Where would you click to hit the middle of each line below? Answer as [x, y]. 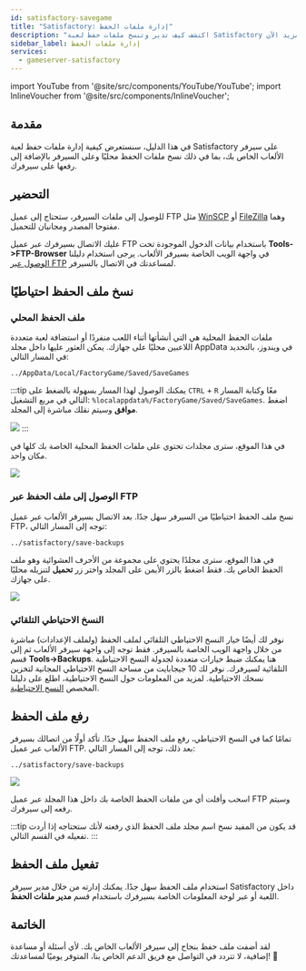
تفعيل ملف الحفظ [54, 865]
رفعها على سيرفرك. [44, 166]
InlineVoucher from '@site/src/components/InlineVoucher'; [120, 96]
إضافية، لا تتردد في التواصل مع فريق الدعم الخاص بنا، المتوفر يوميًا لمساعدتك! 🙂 [144, 956]
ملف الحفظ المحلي [48, 317]
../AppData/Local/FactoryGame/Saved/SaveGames [100, 373]
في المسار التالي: [39, 357]
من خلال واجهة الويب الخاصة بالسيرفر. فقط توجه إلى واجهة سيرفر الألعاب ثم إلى [146, 649]
